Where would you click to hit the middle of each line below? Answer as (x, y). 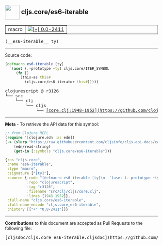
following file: (18, 229)
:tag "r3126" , (41, 187)
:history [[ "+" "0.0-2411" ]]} (38, 209)
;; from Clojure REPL (27, 133)
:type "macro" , (22, 169)
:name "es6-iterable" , (30, 164)
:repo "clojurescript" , (51, 182)
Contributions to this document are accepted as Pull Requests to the (74, 223)
